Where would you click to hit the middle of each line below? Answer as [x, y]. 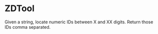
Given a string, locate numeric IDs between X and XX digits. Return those [79, 22]
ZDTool [20, 8]
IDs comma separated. [28, 27]
